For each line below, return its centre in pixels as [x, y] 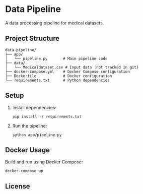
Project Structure [32, 38]
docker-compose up [24, 171]
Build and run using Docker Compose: [44, 162]
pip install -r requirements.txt [47, 117]
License [18, 186]
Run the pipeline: [30, 126]
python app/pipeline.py [37, 135]
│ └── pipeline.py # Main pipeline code [56, 59]
